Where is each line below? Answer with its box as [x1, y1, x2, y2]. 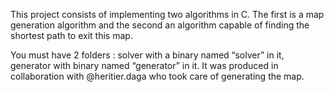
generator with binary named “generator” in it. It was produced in [10, 60, 279, 71]
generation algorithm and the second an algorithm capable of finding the [10, 19, 310, 31]
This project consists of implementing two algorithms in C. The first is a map [10, 9, 325, 20]
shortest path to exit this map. [10, 30, 133, 41]
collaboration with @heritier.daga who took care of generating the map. [10, 70, 305, 82]
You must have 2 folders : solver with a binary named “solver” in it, [10, 49, 285, 61]
